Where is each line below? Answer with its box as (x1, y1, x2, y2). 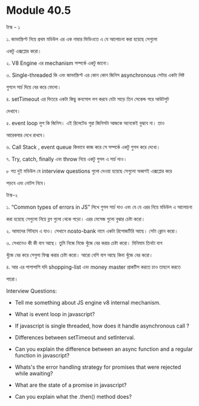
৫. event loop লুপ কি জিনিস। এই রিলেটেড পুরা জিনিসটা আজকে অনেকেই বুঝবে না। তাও (6, 119, 165, 127)
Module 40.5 (6, 4, 71, 17)
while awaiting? (14, 369, 53, 377)
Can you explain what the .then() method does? (14, 393, 132, 400)
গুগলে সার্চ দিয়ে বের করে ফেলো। (6, 83, 62, 91)
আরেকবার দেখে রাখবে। (6, 131, 46, 139)
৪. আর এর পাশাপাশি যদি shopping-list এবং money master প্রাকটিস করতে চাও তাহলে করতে (6, 263, 181, 270)
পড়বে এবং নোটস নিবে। (6, 179, 47, 187)
